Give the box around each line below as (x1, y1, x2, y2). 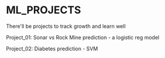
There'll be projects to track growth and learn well (6, 23, 126, 30)
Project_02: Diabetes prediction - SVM (6, 45, 98, 52)
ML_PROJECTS (6, 3, 82, 17)
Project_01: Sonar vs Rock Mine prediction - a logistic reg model (6, 34, 159, 41)
